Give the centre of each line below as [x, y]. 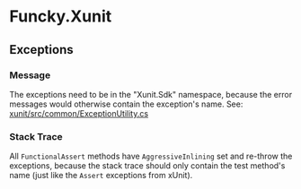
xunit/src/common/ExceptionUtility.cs [79, 113]
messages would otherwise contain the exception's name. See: [126, 104]
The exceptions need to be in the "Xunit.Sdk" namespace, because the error [151, 94]
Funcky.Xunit [61, 17]
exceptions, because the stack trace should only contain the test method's [147, 166]
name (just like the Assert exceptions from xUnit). [101, 176]
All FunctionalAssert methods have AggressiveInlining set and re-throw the [151, 156]
